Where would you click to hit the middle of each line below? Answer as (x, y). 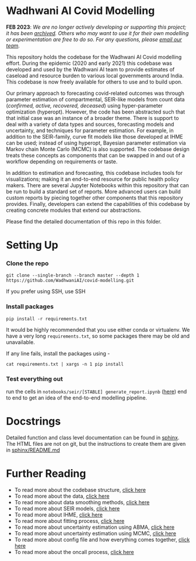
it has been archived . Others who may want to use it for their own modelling (97, 33)
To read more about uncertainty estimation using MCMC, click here (95, 533)
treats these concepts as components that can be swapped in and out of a (95, 155)
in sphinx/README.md (33, 450)
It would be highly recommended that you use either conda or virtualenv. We (98, 329)
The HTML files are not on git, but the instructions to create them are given (96, 443)
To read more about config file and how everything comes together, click (102, 539)
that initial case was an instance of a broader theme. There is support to (92, 118)
